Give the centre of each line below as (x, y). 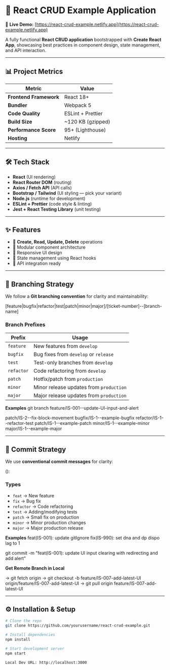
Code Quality (24, 113)
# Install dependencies (30, 635)
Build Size (20, 122)
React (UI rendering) (34, 177)
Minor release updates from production (80, 387)
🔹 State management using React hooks (54, 258)
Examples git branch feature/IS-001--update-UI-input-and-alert (72, 408)
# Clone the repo (24, 621)
